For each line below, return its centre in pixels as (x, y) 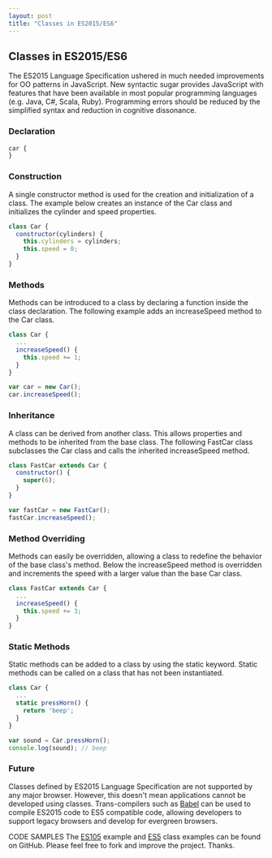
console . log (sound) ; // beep (58, 748)
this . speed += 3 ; (52, 611)
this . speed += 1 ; (52, 357)
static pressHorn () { (52, 703)
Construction (35, 177)
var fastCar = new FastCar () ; (60, 510)
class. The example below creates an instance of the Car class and (121, 203)
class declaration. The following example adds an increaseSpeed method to (135, 311)
